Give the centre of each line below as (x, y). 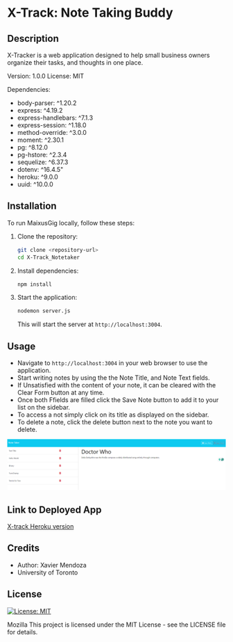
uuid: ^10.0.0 (35, 184)
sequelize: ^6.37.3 (43, 162)
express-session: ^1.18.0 (52, 125)
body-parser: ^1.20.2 (47, 103)
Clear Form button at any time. (61, 393)
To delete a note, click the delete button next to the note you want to (115, 422)
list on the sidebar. (44, 408)
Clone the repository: (48, 236)
